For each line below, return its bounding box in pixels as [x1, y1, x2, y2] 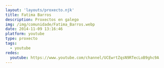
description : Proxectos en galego [5, 17, 79, 22]
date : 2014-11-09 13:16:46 [5, 27, 63, 32]
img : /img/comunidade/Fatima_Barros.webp [5, 21, 95, 27]
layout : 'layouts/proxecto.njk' [5, 7, 74, 13]
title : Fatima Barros [5, 12, 52, 17]
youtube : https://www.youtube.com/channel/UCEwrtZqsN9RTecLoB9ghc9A [10, 55, 159, 60]
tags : [5, 41, 17, 46]
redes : [5, 50, 19, 55]
